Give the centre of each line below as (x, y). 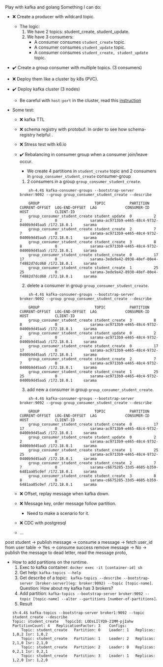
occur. (26, 161)
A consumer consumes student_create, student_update (91, 53)
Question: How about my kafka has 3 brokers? (66, 588)
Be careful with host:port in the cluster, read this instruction (80, 100)
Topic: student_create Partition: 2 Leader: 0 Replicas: (88, 647)
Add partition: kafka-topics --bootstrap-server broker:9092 (81, 593)
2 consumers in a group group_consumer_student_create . (84, 181)
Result (26, 604)
